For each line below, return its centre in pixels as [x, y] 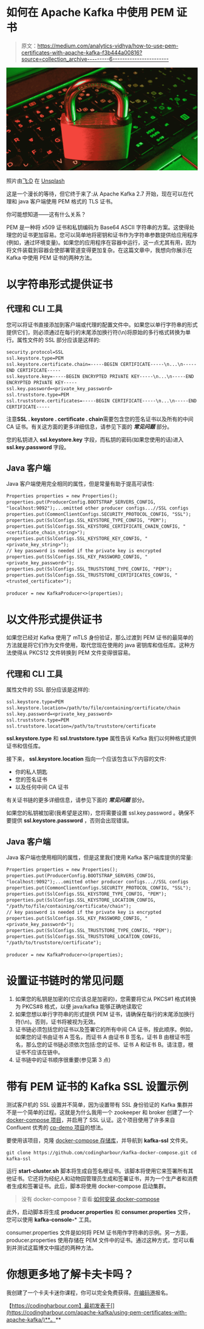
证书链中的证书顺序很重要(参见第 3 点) [63, 1059]
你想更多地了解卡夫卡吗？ [70, 1275]
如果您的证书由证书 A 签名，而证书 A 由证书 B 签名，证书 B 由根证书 [100, 1037]
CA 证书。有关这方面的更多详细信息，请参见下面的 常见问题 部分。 [90, 426]
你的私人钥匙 [31, 772]
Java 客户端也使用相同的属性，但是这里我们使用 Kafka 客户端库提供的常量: [100, 857]
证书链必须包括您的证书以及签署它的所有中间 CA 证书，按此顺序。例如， [105, 1029]
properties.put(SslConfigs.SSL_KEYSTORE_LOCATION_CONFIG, [81, 900]
